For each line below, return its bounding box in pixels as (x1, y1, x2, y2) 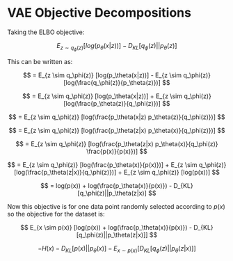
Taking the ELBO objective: (7, 28, 85, 36)
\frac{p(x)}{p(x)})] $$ (86, 148, 148, 156)
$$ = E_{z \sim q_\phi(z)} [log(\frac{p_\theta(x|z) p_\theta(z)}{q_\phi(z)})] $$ (8, 113, 225, 121)
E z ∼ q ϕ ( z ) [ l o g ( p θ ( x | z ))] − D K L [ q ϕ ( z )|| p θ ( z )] (56, 41, 177, 53)
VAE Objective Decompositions (7, 5, 191, 21)
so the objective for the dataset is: (7, 210, 106, 219)
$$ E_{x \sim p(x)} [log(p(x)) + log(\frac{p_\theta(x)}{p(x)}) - (20, 223, 193, 232)
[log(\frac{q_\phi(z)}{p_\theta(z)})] (63, 79, 161, 87)
